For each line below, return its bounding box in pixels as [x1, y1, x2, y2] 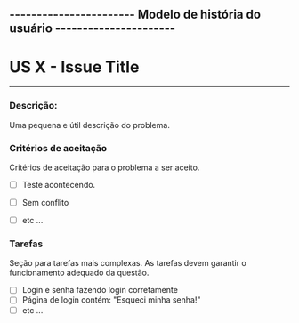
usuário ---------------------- [9, 21, 176, 36]
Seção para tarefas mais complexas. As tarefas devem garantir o [9, 258, 246, 269]
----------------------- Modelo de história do [9, 7, 261, 22]
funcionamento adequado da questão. [9, 267, 149, 279]
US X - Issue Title [9, 57, 140, 77]
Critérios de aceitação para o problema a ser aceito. [9, 162, 200, 173]
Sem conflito [21, 197, 69, 207]
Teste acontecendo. [21, 179, 96, 190]
